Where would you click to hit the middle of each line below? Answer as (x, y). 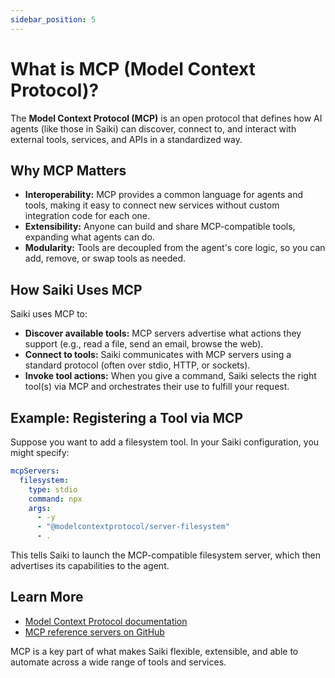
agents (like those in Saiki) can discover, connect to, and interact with (153, 128)
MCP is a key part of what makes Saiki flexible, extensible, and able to (154, 651)
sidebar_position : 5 (53, 19)
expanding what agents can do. (89, 237)
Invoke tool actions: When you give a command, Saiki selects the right (170, 376)
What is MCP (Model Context (133, 68)
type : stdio (53, 489)
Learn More (47, 597)
